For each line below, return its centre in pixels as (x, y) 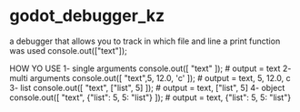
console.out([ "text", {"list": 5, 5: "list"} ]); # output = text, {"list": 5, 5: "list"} (150, 97)
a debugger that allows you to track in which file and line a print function (145, 41)
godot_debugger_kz (87, 16)
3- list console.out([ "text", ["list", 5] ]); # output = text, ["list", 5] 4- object (147, 87)
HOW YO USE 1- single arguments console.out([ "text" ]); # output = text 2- (150, 68)
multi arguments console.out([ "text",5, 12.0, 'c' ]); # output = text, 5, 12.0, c (150, 77)
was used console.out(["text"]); (68, 50)
